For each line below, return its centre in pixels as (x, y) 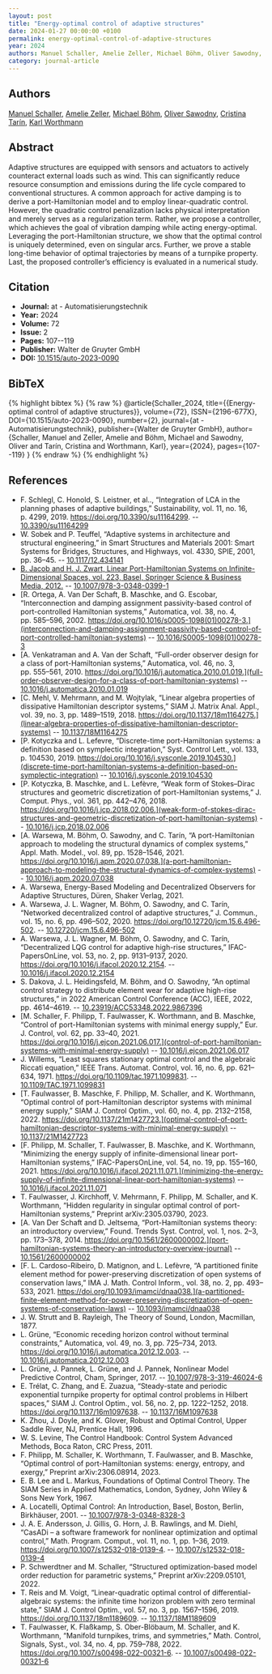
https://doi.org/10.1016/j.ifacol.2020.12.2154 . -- (98, 964)
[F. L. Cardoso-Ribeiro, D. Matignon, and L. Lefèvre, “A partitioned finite (139, 1265)
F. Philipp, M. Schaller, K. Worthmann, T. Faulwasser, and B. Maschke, (136, 1455)
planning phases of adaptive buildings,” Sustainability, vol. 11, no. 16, (134, 508)
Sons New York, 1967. (56, 1497)
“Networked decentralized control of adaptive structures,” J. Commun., (139, 913)
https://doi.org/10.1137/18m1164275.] (198, 714)
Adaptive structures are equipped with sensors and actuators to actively (129, 167)
